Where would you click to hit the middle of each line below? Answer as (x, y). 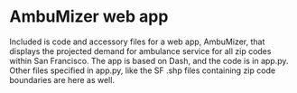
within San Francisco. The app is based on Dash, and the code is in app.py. (149, 60)
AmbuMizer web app (89, 17)
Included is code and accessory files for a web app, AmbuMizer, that (137, 42)
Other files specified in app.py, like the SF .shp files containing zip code (143, 70)
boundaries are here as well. (62, 79)
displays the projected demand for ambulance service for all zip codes (140, 51)
